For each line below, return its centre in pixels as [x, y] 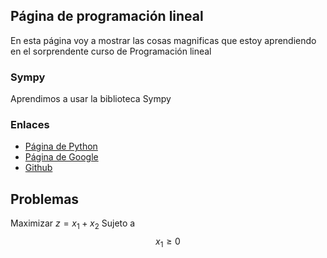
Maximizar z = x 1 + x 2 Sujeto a [73, 224]
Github [38, 168]
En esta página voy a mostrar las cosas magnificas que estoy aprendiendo [163, 40]
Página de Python [61, 146]
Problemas [45, 199]
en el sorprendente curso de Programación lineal [111, 51]
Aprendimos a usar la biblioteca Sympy [91, 99]
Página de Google [61, 157]
